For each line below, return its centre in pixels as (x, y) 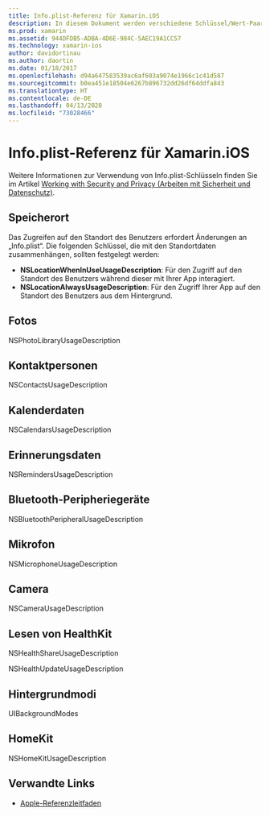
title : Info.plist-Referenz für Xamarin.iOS (84, 16)
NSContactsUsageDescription (58, 385)
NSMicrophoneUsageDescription (63, 564)
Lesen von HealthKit (60, 634)
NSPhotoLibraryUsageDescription (64, 340)
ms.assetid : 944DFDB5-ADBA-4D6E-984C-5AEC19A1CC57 (95, 38)
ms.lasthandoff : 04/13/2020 (55, 106)
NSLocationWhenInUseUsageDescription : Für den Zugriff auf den (131, 270)
